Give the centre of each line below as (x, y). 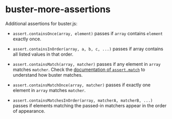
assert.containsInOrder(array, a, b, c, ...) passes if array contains (88, 49)
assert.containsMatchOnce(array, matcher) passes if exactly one (82, 85)
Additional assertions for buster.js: (41, 23)
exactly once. (27, 39)
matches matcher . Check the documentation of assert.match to (79, 69)
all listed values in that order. (43, 54)
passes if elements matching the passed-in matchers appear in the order (90, 105)
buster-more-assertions (58, 9)
